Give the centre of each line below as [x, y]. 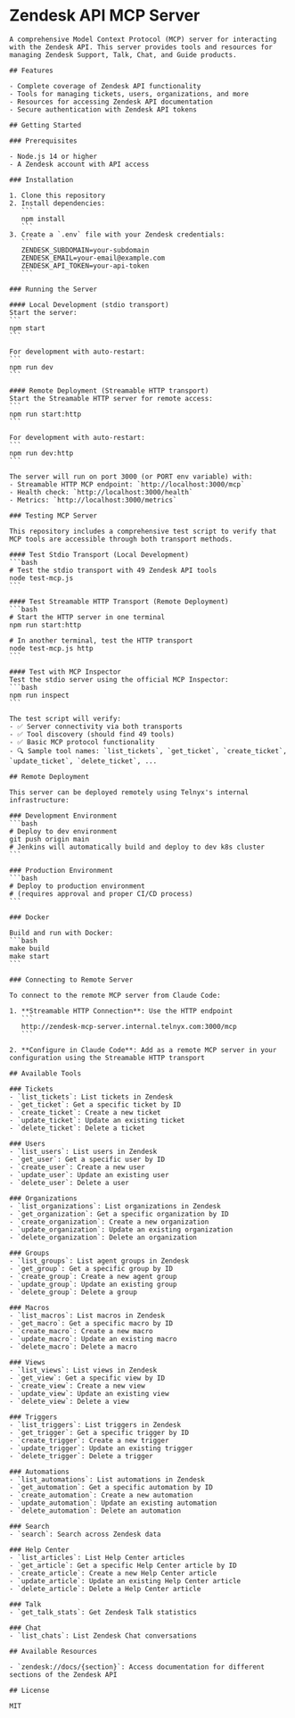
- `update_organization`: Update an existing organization [121, 1229]
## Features [31, 71]
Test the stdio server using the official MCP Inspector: [119, 679]
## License [29, 1690]
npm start [28, 328]
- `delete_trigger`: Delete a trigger [81, 1456]
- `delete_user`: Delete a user [69, 1183]
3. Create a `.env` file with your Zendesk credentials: [117, 234]
